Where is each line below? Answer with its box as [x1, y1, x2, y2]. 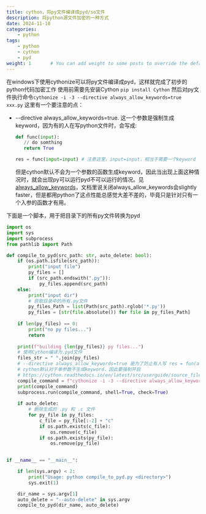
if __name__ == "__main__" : [6, 458, 78, 464]
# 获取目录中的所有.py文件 [28, 298, 88, 304]
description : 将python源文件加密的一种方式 [6, 15, 109, 21]
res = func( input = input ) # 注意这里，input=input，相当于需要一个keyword [15, 156, 196, 163]
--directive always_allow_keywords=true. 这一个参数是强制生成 [15, 114, 175, 121]
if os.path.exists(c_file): [39, 423, 112, 429]
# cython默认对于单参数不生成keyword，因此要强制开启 [17, 366, 141, 372]
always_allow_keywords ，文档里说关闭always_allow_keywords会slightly [15, 183, 197, 191]
